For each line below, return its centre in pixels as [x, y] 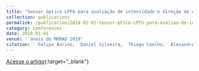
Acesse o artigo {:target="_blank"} [48, 61]
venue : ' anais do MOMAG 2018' [45, 39]
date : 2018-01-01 [28, 34]
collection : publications [38, 17]
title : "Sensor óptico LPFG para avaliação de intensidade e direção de [98, 12]
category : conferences [34, 28]
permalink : [20, 22]
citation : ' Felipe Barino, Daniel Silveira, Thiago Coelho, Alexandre [100, 45]
